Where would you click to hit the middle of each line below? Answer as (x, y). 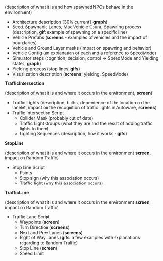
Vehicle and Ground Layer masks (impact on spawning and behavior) (82, 48)
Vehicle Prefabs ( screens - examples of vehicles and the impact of (80, 37)
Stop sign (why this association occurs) (59, 178)
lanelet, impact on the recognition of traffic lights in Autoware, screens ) (84, 108)
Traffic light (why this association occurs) (61, 183)
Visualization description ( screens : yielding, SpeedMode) (70, 74)
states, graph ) (26, 64)
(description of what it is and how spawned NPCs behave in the (69, 7)
